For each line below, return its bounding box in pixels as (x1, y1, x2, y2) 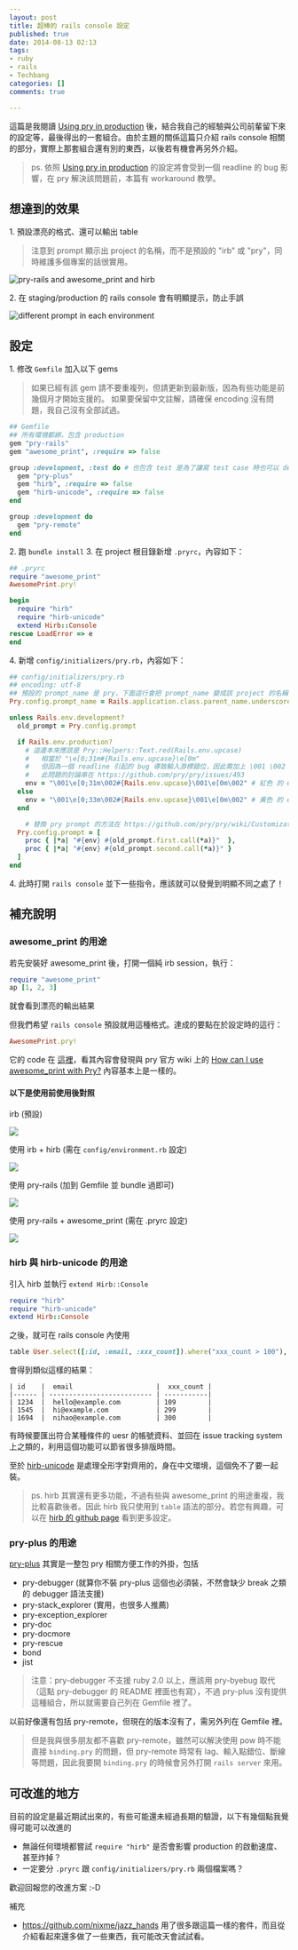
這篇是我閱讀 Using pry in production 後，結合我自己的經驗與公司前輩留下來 (9, 121, 286, 131)
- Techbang (9, 71, 50, 80)
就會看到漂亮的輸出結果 (9, 1000, 95, 1011)
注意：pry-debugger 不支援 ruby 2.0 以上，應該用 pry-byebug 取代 (30, 1675, 276, 1686)
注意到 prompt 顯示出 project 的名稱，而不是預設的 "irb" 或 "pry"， (30, 245, 275, 256)
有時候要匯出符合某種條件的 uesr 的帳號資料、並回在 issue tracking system (9, 1430, 283, 1441)
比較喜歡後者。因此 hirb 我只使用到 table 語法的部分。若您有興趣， (30, 1501, 277, 1512)
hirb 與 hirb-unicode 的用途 (9, 1256, 128, 1269)
